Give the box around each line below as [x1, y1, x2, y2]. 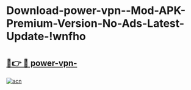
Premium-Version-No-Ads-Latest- [6, 16, 185, 30]
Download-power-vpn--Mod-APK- [6, 4, 186, 18]
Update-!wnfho [6, 30, 87, 43]
